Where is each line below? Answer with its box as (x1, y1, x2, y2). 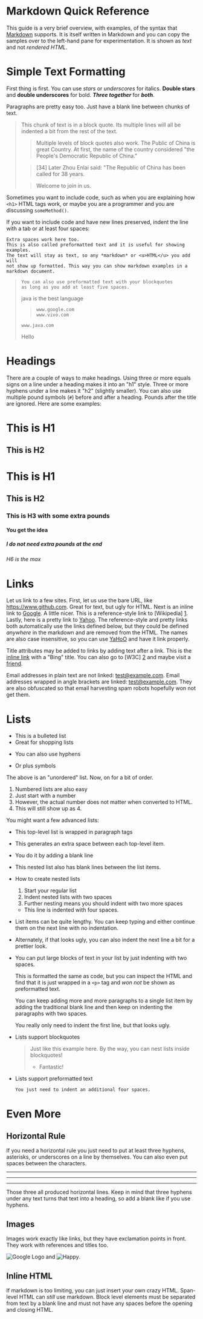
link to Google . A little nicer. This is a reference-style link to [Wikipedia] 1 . (6, 610, 188, 617)
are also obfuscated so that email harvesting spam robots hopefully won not (6, 685, 196, 692)
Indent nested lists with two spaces (24, 893, 112, 901)
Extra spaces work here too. (6, 236, 80, 243)
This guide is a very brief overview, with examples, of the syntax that (6, 24, 178, 31)
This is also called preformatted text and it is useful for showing (6, 242, 185, 248)
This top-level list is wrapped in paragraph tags (14, 828, 133, 836)
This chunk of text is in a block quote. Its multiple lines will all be (21, 121, 181, 128)
